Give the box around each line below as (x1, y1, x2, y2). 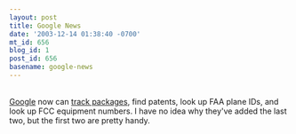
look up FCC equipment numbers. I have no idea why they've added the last (9, 106, 287, 116)
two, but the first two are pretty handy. (9, 114, 151, 125)
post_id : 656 (9, 54, 58, 63)
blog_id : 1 (9, 46, 50, 55)
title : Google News (9, 21, 82, 30)
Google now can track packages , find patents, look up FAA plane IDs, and (9, 96, 279, 106)
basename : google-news (9, 63, 93, 72)
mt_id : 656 (9, 37, 50, 47)
